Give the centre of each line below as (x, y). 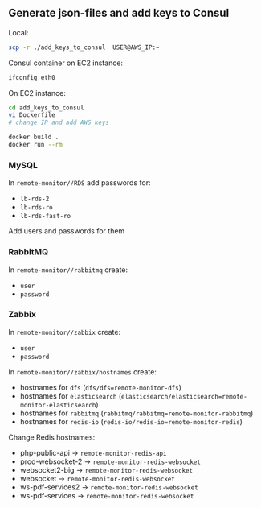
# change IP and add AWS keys (59, 123)
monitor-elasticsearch (58, 405)
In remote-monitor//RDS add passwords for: (80, 183)
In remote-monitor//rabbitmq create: (68, 270)
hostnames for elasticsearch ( (71, 396)
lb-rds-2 (35, 199)
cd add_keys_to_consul (46, 108)
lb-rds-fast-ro (45, 217)
